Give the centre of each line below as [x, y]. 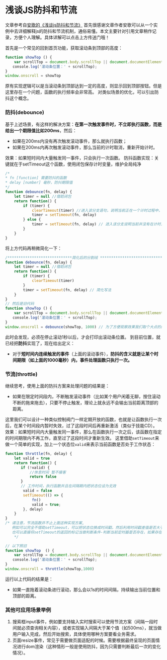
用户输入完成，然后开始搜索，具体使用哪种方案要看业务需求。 [76, 634]
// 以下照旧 [16, 546]
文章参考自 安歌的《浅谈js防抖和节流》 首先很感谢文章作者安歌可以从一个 [79, 25]
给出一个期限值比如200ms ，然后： [41, 130]
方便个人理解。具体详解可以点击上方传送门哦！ [62, 37]
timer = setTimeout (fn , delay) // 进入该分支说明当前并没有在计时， [98, 224]
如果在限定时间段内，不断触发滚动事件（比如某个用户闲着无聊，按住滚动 [86, 397]
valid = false [38, 491]
